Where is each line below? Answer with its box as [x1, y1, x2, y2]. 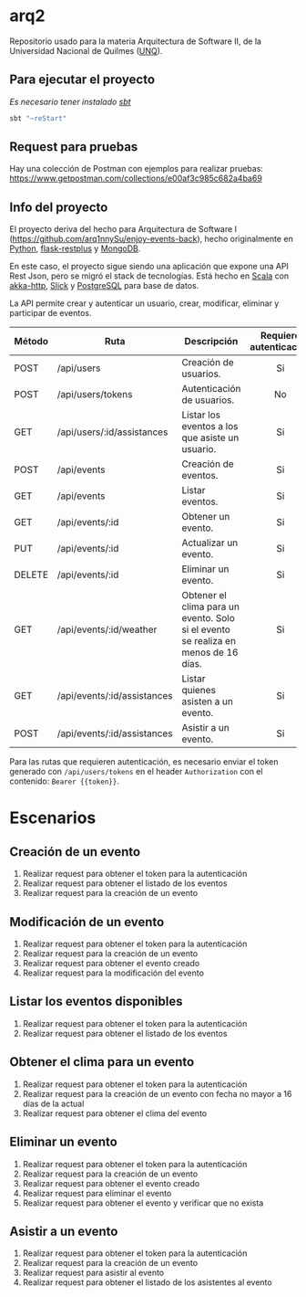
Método [14, 335, 48, 348]
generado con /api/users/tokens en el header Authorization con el [9, 766, 263, 777]
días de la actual [22, 1098, 85, 1109]
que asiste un [181, 431, 240, 444]
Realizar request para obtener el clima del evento [22, 1107, 208, 1119]
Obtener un [181, 511, 230, 523]
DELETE [14, 568, 48, 581]
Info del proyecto [9, 199, 108, 215]
